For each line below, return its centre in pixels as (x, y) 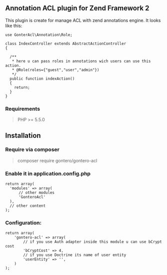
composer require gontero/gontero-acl (57, 160)
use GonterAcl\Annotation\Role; (39, 35)
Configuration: (23, 223)
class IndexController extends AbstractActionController (66, 44)
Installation (23, 135)
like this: (14, 26)
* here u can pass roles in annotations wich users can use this (81, 61)
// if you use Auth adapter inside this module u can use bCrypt (93, 242)
